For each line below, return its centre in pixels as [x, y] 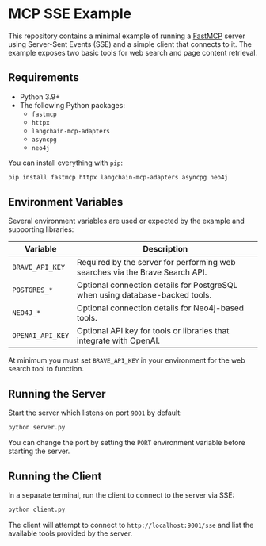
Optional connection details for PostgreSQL [157, 285]
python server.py [37, 428]
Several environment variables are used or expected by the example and [126, 221]
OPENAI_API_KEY [41, 336]
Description [165, 249]
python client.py [37, 509]
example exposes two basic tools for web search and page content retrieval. [133, 52]
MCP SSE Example [70, 14]
